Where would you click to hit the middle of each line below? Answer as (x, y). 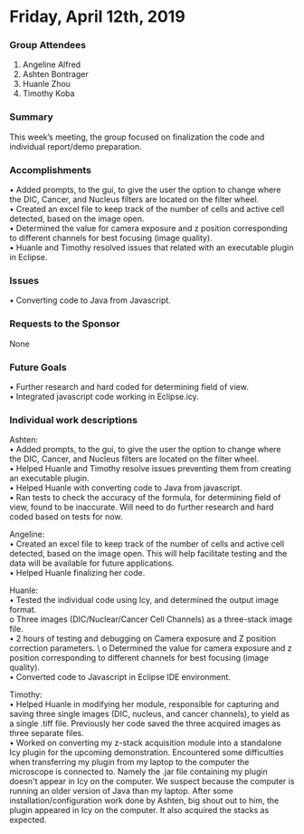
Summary (32, 117)
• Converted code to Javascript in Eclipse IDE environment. (120, 677)
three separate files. (47, 733)
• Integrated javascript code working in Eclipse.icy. (104, 396)
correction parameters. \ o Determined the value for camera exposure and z (151, 648)
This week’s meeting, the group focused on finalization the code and (137, 137)
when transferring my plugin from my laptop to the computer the (129, 762)
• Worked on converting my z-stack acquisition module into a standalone (146, 743)
